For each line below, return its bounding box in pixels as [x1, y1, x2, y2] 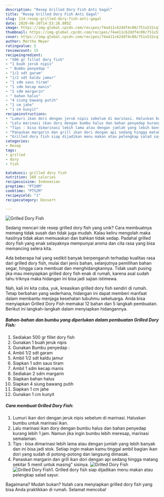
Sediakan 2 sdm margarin [12, 371, 64, 376]
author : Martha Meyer [5, 39, 50, 44]
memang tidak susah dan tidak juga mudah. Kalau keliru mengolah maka [5, 230, 150, 236]
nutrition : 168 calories [5, 175, 56, 180]
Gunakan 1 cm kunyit [12, 392, 55, 397]
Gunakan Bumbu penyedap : [12, 345, 70, 351]
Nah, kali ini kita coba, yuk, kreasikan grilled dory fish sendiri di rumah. [5, 285, 147, 291]
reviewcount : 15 [5, 48, 38, 53]
